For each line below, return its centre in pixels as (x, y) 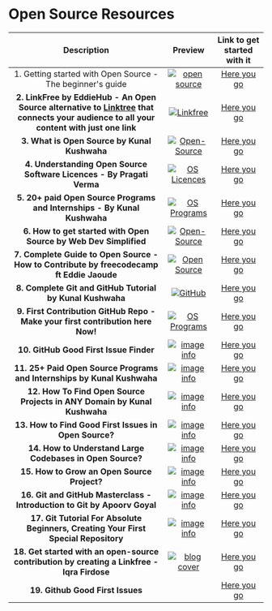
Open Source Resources (91, 14)
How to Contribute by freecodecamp (86, 265)
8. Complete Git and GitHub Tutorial (86, 287)
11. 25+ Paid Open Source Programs (86, 368)
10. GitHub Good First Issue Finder (86, 350)
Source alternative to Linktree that (86, 107)
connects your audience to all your (86, 117)
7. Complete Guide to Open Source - (86, 254)
